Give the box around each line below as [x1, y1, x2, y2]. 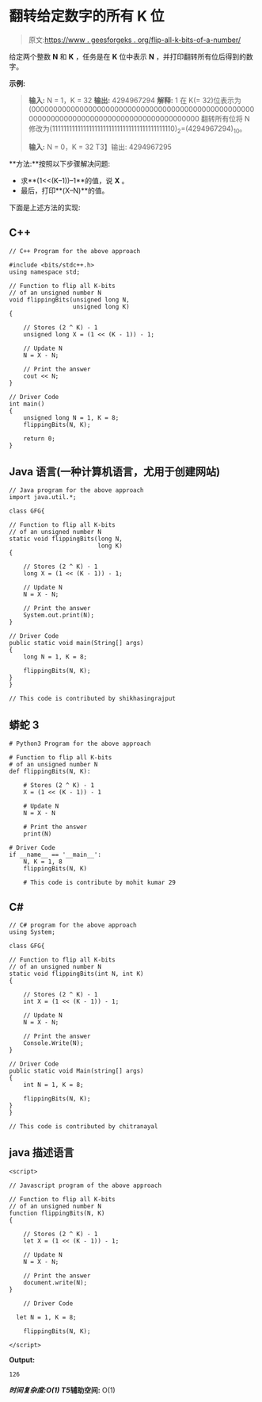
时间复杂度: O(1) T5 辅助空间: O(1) [9, 1385, 116, 1395]
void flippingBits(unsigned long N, [9, 295, 130, 304]
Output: [9, 1354, 35, 1365]
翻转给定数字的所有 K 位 [9, 7, 165, 25]
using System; [9, 928, 56, 936]
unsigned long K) [72, 302, 130, 310]
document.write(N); [23, 1278, 88, 1286]
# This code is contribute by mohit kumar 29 [23, 878, 177, 887]
